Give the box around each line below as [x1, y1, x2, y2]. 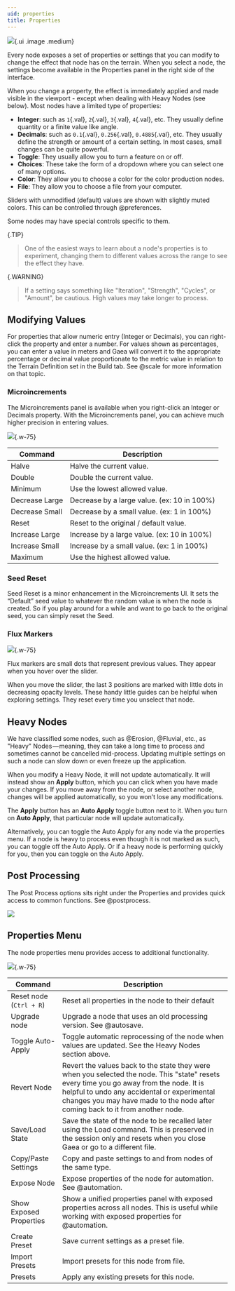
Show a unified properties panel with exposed [62, 1193, 213, 1203]
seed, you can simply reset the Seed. [7, 611, 114, 620]
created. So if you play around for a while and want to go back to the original [7, 604, 228, 613]
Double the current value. [69, 472, 154, 482]
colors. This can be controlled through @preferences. [7, 203, 162, 211]
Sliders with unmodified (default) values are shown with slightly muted [7, 196, 210, 204]
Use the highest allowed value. [69, 552, 171, 562]
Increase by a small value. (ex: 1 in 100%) [69, 541, 208, 551]
